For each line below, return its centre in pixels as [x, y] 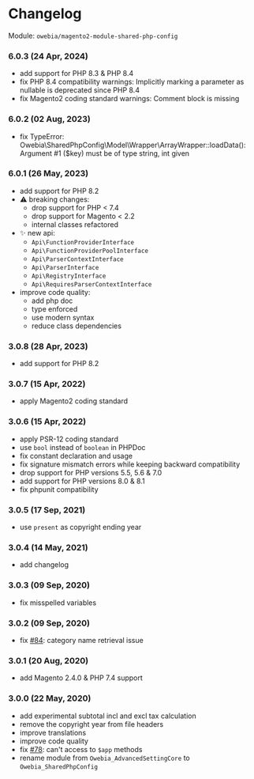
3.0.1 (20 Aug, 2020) [49, 660]
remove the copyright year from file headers [92, 724]
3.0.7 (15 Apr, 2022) [47, 384]
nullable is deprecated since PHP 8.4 [80, 90]
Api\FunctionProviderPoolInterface [90, 251]
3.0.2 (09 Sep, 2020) [49, 623]
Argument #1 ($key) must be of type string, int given [105, 153]
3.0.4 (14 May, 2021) [48, 547]
